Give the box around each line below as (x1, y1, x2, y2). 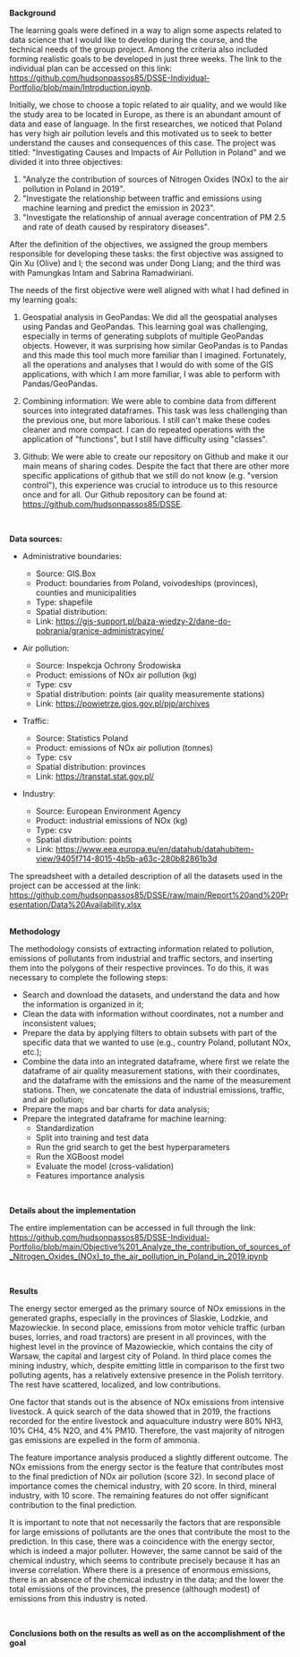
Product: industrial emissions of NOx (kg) (35, 816, 188, 825)
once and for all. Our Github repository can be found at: (21, 489, 227, 500)
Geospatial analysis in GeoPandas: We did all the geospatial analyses (21, 312, 278, 322)
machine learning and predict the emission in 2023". (21, 203, 216, 213)
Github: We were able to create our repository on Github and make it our (21, 452, 289, 462)
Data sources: (9, 533, 63, 544)
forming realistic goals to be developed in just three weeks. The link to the (9, 54, 282, 64)
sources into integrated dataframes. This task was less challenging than (21, 405, 288, 416)
